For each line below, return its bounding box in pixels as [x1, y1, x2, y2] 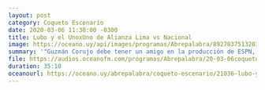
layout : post [8, 11, 51, 20]
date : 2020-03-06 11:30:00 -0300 [8, 26, 118, 34]
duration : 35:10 [8, 63, 62, 70]
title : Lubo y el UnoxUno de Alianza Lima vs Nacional [8, 33, 192, 41]
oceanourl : [8, 70, 44, 77]
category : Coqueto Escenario [8, 19, 104, 27]
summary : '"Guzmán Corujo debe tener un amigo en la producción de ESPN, [8, 48, 256, 56]
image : [8, 41, 30, 49]
